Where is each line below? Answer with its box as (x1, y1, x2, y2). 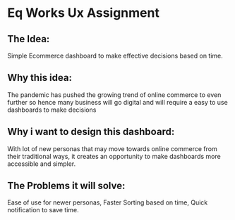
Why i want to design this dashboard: (7, 126, 175, 138)
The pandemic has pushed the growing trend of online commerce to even (7, 90, 222, 99)
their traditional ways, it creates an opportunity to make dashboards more (7, 152, 221, 160)
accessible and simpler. (7, 160, 76, 168)
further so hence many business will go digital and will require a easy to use (7, 98, 228, 106)
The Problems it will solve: (7, 180, 126, 192)
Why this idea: (7, 72, 73, 84)
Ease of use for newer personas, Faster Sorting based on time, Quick (7, 198, 208, 207)
